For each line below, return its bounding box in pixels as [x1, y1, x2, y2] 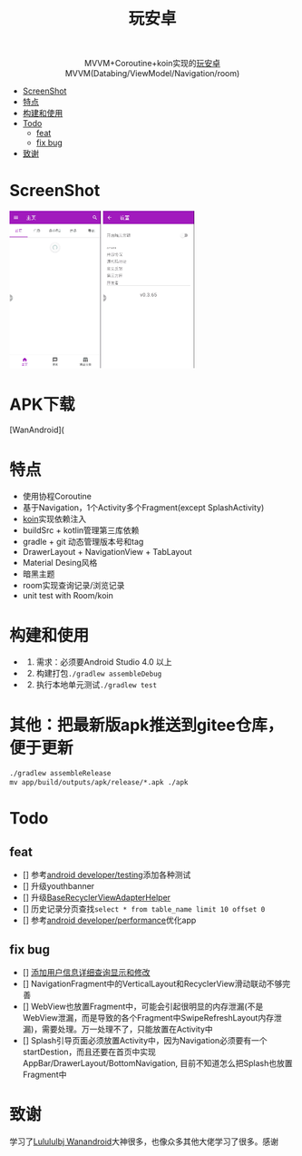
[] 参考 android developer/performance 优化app [22, 914, 197, 926]
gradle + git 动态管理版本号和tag [22, 537, 144, 548]
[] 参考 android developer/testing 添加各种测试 [22, 869, 191, 881]
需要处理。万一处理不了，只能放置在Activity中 [41, 1023, 213, 1035]
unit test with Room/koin [22, 590, 113, 601]
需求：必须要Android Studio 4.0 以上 [35, 657, 172, 667]
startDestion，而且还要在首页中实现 [22, 1046, 157, 1058]
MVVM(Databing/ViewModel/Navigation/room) [64, 67, 240, 78]
